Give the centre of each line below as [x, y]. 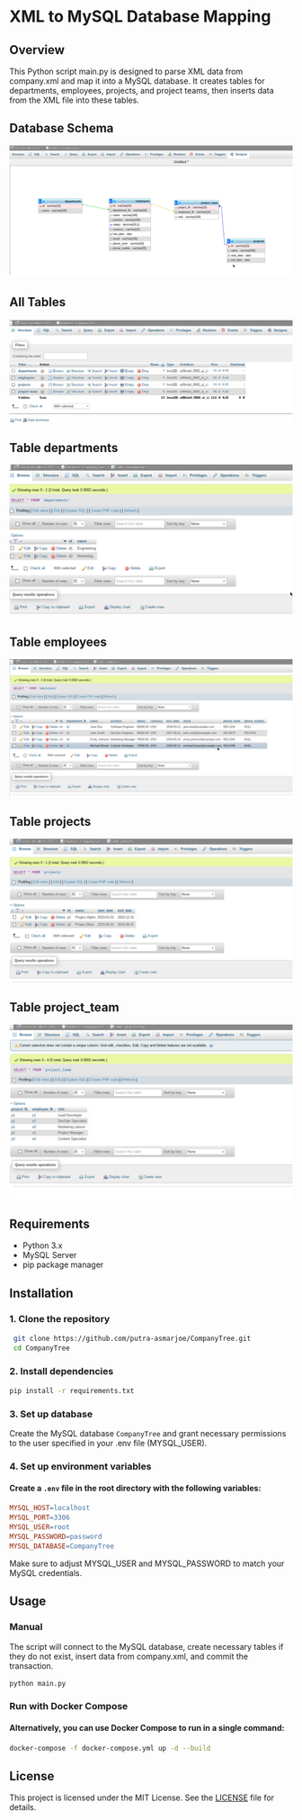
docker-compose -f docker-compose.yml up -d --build [110, 1748]
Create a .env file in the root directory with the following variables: [135, 1488]
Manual [26, 1627]
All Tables [37, 302]
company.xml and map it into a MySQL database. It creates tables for [137, 81]
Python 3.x [42, 1245]
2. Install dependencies [62, 1371]
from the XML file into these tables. [74, 100]
